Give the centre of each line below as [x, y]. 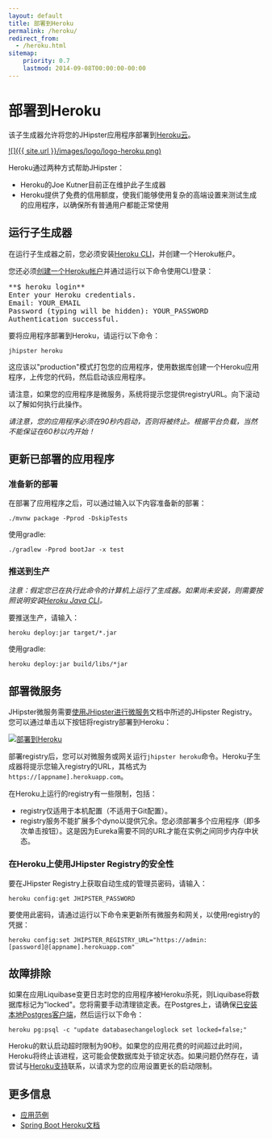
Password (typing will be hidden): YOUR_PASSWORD [109, 311]
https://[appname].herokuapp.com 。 [68, 776]
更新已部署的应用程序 [61, 459]
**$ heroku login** [47, 287]
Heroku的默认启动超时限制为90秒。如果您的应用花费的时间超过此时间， [128, 1046]
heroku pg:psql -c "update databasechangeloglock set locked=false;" [128, 1030]
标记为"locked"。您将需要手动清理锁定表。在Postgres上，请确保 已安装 [140, 1005]
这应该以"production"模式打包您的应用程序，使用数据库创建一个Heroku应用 [134, 366]
